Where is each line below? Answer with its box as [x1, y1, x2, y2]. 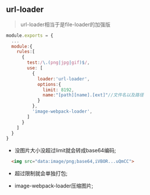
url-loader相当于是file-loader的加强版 [20, 20, 111, 28]
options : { [37, 81, 61, 87]
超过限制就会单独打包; [14, 170, 68, 177]
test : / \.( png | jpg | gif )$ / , [27, 60, 90, 66]
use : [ [27, 65, 43, 71]
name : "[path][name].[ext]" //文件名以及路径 [43, 92, 144, 98]
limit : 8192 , [43, 87, 75, 93]
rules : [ [16, 49, 35, 55]
